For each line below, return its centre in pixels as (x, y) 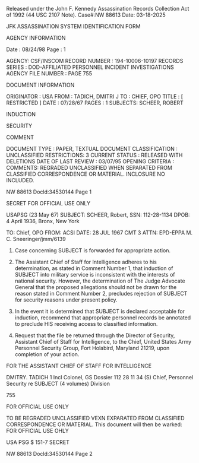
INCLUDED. (20, 180)
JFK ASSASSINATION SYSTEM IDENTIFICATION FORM (73, 26)
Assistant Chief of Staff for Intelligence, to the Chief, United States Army (103, 342)
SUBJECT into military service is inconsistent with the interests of (95, 275)
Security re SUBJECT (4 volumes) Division (58, 383)
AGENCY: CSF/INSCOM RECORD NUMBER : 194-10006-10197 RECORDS (95, 61)
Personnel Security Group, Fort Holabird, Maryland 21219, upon (92, 348)
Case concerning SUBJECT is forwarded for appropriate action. (93, 250)
